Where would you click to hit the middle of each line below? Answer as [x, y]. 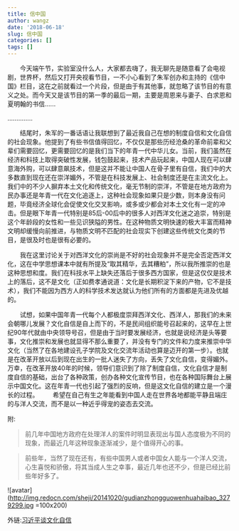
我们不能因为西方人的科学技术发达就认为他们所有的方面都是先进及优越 [126, 290]
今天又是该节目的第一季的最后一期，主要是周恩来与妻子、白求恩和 [135, 95]
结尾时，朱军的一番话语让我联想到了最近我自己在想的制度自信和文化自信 [126, 133]
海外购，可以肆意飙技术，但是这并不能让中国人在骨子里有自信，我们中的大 [122, 169]
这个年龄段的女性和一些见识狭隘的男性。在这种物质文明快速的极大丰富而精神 [119, 222]
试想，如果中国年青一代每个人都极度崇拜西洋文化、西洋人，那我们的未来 [126, 315]
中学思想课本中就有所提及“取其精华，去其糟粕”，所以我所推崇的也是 [131, 264]
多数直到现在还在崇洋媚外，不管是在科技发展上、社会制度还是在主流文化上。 [119, 177]
